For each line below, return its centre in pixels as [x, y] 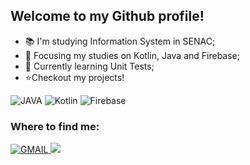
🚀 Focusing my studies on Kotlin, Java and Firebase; [132, 55]
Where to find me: [55, 126]
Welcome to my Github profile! [107, 16]
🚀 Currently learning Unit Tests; [89, 66]
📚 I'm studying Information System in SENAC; [120, 41]
